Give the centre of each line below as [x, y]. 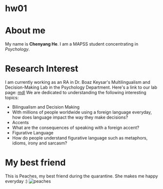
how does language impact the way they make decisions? [70, 117]
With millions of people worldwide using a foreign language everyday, [82, 112]
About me [25, 31]
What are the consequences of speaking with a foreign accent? [76, 128]
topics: [12, 98]
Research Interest [42, 69]
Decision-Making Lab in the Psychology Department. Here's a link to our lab [81, 87]
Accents [20, 123]
